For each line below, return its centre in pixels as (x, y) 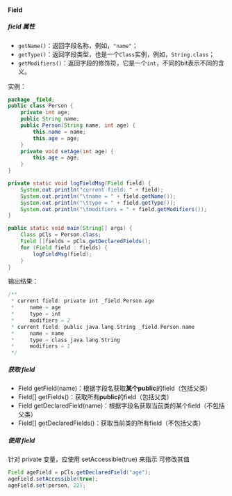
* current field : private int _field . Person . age (83, 301)
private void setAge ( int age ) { (67, 151)
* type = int (36, 314)
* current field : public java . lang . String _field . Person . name (103, 327)
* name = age (36, 308)
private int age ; (45, 113)
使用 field (22, 440)
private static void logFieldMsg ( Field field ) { (80, 184)
